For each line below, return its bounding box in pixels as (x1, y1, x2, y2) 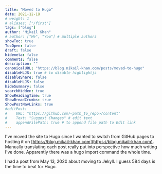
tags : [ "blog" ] (5, 25, 36, 30)
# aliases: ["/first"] (5, 20, 51, 26)
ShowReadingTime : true (5, 93, 51, 98)
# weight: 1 (5, 16, 29, 21)
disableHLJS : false (5, 79, 45, 84)
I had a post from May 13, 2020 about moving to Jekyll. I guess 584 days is (5, 158, 156, 164)
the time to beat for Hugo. (5, 163, 57, 169)
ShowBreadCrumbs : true (5, 98, 51, 103)
